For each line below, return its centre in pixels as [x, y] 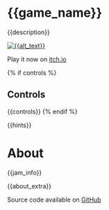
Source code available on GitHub [54, 200]
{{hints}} [19, 125]
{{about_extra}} [30, 186]
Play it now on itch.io [37, 59]
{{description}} [28, 32]
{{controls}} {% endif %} [42, 111]
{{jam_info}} [25, 172]
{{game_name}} [55, 13]
